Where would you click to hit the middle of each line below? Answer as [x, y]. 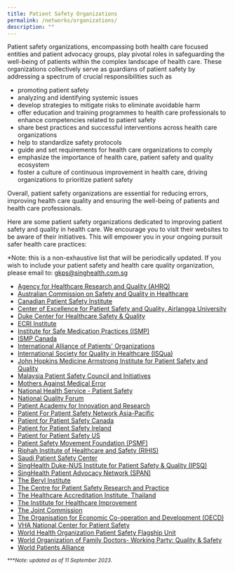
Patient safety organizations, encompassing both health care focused [108, 47]
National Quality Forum [51, 398]
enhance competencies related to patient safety [87, 120]
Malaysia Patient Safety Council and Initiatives [84, 376]
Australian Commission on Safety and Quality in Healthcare [103, 294]
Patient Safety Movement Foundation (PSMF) [83, 443]
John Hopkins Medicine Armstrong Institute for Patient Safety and [113, 361]
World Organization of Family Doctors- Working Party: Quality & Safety [120, 540]
